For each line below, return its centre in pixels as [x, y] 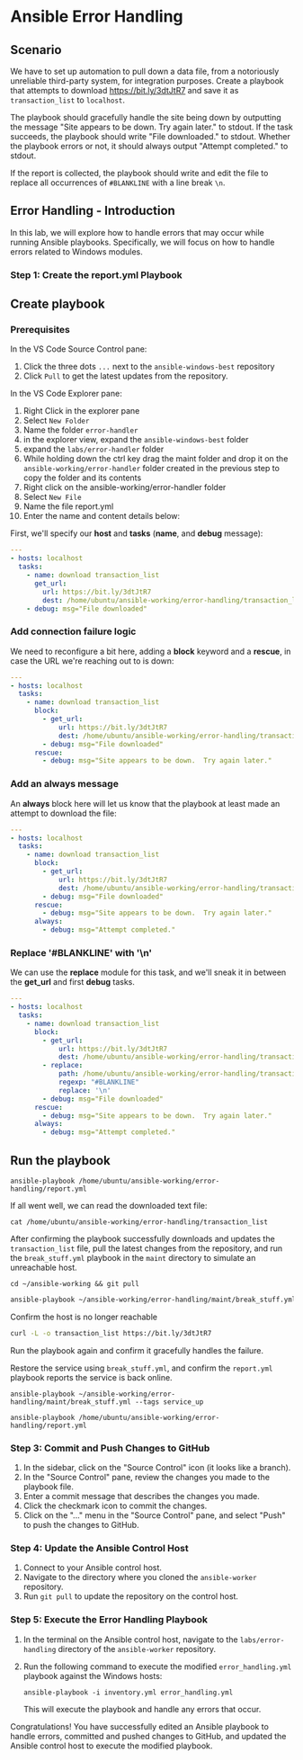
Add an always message [65, 784]
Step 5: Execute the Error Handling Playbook [109, 1620]
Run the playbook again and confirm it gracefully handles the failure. [137, 1350]
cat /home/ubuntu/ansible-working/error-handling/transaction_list [139, 1222]
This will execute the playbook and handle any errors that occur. [142, 1709]
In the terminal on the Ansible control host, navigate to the [130, 1639]
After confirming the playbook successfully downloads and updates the [143, 1239]
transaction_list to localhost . [67, 100]
